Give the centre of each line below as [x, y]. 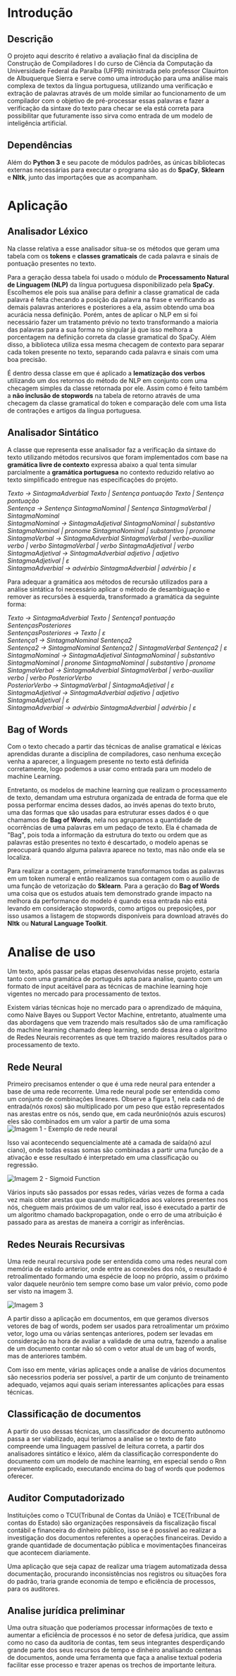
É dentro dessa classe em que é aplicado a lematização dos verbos [106, 373]
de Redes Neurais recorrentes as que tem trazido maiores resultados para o [117, 1037]
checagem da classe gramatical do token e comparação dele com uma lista [117, 403]
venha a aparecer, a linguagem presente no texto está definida [98, 761]
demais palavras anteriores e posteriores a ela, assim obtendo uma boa [111, 307]
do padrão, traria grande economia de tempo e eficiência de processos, [112, 1581]
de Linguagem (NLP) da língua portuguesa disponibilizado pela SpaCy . [111, 284]
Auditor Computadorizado [66, 1498]
